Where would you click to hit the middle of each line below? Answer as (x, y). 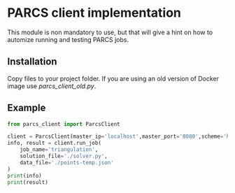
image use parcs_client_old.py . (52, 86)
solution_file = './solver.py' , (64, 156)
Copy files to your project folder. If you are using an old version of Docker (113, 78)
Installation (32, 62)
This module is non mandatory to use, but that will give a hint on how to (110, 32)
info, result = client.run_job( (54, 143)
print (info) (24, 176)
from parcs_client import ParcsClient (64, 124)
